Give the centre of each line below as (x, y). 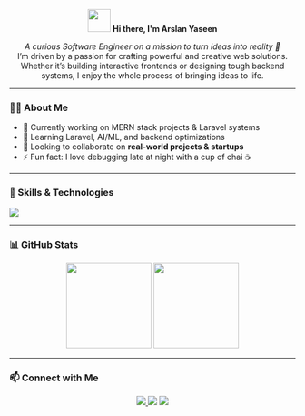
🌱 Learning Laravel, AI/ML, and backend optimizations (123, 137)
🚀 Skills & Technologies (62, 193)
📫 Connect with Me (54, 378)
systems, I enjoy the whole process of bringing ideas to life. (152, 76)
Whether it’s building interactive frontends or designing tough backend (152, 66)
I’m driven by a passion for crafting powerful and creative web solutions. (152, 56)
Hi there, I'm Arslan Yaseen (165, 29)
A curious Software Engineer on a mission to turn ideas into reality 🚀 (152, 46)
